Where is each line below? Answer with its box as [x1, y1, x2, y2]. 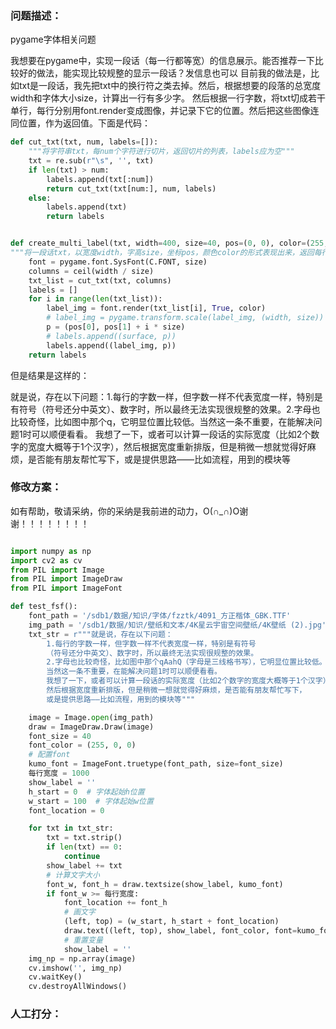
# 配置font [28, 750, 71, 760]
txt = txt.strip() [46, 833, 123, 843]
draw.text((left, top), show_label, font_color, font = [63, 926, 298, 936]
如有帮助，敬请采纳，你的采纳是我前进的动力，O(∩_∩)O [10, 505, 240, 517]
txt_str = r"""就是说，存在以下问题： [28, 629, 173, 639]
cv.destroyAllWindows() [28, 982, 128, 992]
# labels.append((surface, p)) [46, 331, 177, 341]
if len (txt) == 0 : [46, 842, 123, 852]
